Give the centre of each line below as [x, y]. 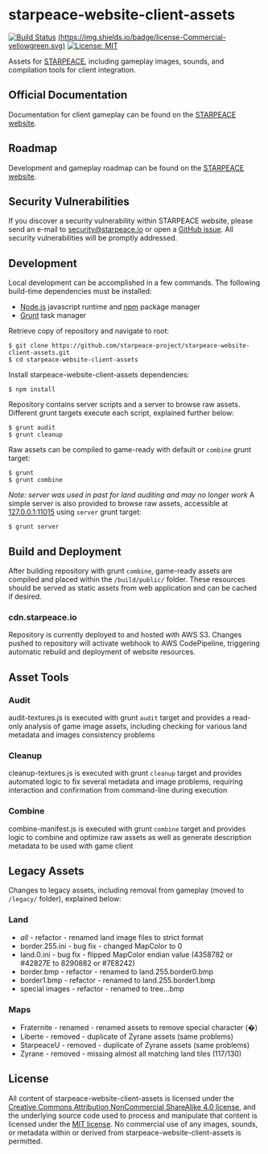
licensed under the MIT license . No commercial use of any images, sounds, [133, 1123]
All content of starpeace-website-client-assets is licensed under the [122, 1098]
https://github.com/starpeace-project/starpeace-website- [150, 346]
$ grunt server [34, 527]
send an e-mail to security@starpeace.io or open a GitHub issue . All [121, 229]
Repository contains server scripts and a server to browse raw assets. [124, 405]
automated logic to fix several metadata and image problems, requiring [126, 781]
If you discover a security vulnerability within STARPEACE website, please [131, 221]
